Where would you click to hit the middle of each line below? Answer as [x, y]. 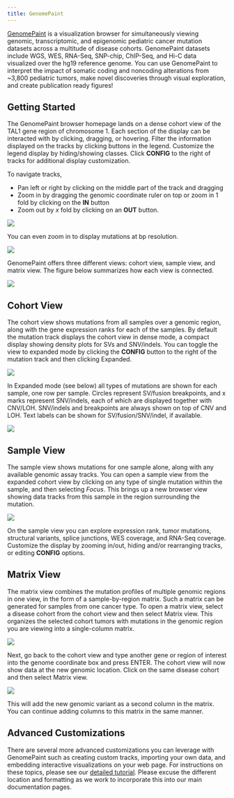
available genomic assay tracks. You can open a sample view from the [108, 475]
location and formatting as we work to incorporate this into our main [104, 779]
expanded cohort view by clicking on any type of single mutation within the [115, 482]
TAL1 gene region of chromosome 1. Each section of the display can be [109, 131]
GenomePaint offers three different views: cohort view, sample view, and [111, 263]
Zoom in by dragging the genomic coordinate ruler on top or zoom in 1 [118, 195]
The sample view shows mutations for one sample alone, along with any [110, 467]
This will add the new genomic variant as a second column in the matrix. [111, 703]
